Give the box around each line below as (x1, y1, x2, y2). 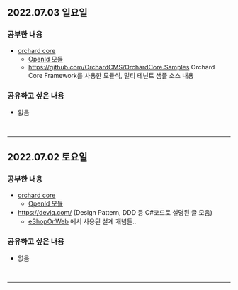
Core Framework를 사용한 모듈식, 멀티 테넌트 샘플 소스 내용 (28, 71, 194, 79)
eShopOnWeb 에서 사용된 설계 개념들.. (28, 217, 137, 225)
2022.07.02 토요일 (7, 151, 88, 163)
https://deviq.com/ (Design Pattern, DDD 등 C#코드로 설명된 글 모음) (17, 208, 212, 216)
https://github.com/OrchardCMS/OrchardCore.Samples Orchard (28, 62, 215, 71)
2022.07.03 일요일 (7, 6, 88, 19)
